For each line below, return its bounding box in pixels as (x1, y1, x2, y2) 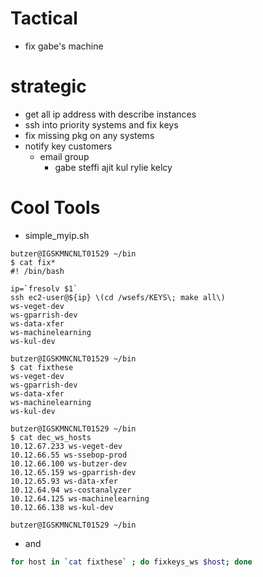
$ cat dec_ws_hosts (10, 432, 92, 442)
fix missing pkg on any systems (24, 129, 155, 141)
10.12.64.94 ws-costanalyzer (10, 485, 132, 495)
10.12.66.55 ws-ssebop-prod (10, 450, 128, 460)
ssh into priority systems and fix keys (24, 118, 179, 131)
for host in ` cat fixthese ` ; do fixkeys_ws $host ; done (10, 557, 253, 567)
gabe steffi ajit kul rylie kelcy (54, 161, 173, 173)
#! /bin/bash (10, 266, 65, 276)
